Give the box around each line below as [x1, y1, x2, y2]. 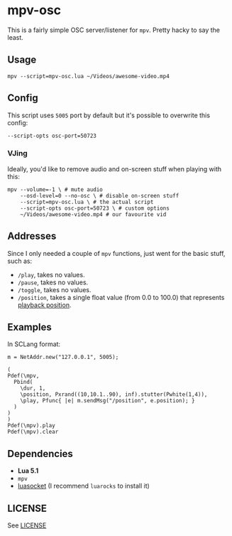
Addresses [7, 230, 57, 242]
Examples [7, 321, 52, 333]
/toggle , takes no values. [17, 285, 92, 294]
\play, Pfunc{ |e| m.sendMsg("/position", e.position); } [20, 397, 195, 404]
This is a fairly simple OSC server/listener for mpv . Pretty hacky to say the [7, 26, 221, 34]
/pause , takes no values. [17, 278, 89, 286]
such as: [7, 257, 33, 265]
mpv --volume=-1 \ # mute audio [7, 186, 103, 193]
